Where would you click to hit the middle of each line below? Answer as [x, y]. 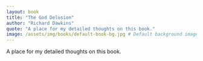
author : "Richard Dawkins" [40, 23]
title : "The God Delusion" [40, 18]
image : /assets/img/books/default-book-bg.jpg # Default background [94, 34]
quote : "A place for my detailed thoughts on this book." [81, 29]
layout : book [23, 12]
